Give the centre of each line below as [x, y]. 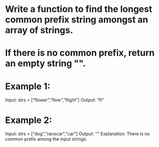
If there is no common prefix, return [80, 53]
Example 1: [28, 86]
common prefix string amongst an [77, 20]
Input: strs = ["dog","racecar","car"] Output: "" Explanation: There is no [78, 134]
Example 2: [29, 120]
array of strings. [39, 30]
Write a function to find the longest [79, 9]
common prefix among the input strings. [46, 139]
